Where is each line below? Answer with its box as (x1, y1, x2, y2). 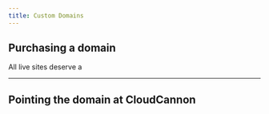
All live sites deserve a (8, 62, 82, 72)
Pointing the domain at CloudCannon (8, 92, 196, 106)
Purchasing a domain (8, 41, 116, 55)
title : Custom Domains (8, 11, 84, 20)
